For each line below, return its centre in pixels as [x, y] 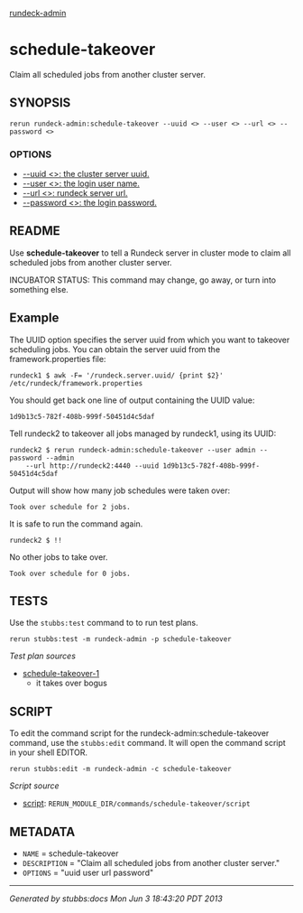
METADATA [42, 831]
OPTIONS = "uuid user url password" [88, 873]
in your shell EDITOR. [49, 752]
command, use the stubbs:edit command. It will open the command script [147, 743]
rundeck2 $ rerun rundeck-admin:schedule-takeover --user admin [133, 450]
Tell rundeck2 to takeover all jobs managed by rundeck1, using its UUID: [143, 433]
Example [34, 318]
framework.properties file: [58, 359]
